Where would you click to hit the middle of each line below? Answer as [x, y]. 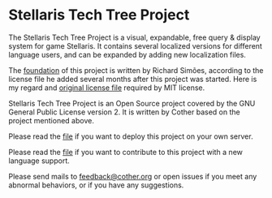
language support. [39, 161]
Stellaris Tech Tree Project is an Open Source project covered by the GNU [132, 103]
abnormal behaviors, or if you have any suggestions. [96, 185]
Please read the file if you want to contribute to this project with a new [126, 152]
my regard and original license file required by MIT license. [107, 88]
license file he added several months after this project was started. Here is [133, 79]
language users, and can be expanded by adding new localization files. [127, 54]
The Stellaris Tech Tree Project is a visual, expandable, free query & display [135, 37]
